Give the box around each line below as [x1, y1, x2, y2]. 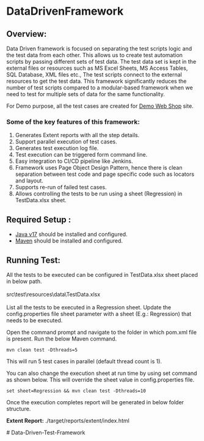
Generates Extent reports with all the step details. [15, 132, 140, 139]
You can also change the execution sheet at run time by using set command [6, 369, 197, 377]
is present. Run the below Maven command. [6, 335, 117, 342]
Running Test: [6, 255, 61, 265]
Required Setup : [6, 214, 71, 225]
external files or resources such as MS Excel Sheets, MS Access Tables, [6, 64, 188, 72]
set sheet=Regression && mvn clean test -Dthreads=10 [6, 388, 147, 394]
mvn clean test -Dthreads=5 [6, 347, 78, 353]
